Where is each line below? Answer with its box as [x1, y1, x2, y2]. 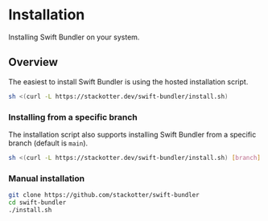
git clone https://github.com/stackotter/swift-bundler [8, 191, 200, 199]
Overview [8, 55, 59, 69]
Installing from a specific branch [8, 111, 138, 122]
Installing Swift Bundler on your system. [8, 32, 140, 42]
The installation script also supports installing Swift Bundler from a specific [8, 129, 257, 139]
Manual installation [8, 173, 85, 184]
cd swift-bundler [8, 198, 67, 207]
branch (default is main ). [8, 138, 89, 148]
